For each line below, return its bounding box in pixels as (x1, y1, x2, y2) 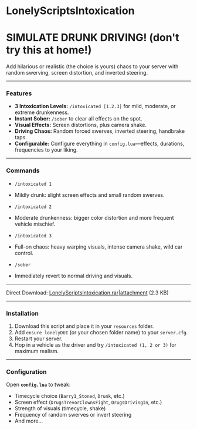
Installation (6, 309, 39, 317)
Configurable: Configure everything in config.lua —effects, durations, (14, 140, 185, 148)
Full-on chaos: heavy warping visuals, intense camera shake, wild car (14, 243, 183, 250)
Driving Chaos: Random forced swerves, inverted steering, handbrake (14, 128, 185, 135)
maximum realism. (14, 348, 59, 355)
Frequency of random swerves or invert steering (14, 411, 132, 418)
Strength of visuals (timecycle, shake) (14, 405, 106, 412)
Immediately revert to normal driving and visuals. (14, 272, 133, 279)
